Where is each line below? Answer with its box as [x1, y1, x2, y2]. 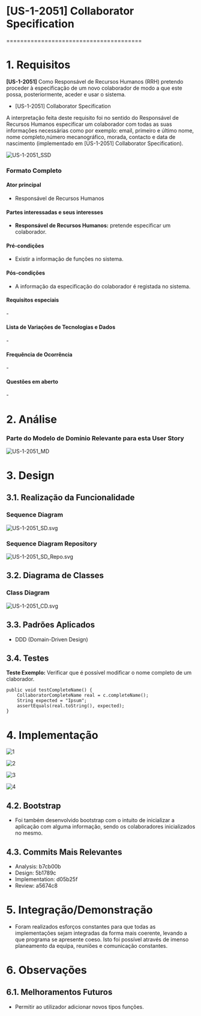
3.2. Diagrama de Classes [6, 570, 104, 581]
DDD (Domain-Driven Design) [14, 635, 88, 643]
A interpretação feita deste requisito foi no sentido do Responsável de [6, 114, 179, 121]
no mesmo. [14, 829, 43, 837]
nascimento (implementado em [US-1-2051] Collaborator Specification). [6, 140, 184, 147]
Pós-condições [6, 269, 46, 276]
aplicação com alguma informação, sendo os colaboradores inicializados [14, 823, 196, 831]
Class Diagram [6, 588, 50, 597]
